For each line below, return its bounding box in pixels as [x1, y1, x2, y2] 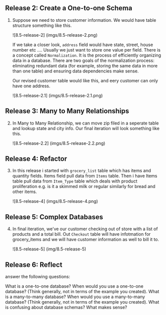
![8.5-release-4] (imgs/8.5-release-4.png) [12, 198, 98, 204]
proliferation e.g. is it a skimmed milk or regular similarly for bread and [12, 184, 156, 189]
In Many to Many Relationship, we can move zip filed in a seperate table [12, 120, 159, 126]
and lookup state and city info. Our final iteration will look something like [12, 125, 160, 131]
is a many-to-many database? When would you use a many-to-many [5, 294, 145, 300]
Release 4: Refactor [5, 155, 67, 163]
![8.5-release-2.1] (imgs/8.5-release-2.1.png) [12, 92, 103, 98]
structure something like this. [12, 22, 72, 28]
